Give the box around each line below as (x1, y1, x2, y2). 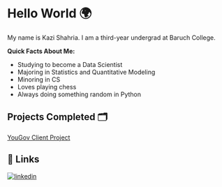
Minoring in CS (17, 75, 61, 84)
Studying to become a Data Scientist (17, 60, 123, 68)
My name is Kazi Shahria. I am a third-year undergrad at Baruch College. (7, 33, 216, 42)
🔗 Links (7, 154, 40, 165)
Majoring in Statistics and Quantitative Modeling (17, 68, 156, 76)
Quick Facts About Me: (7, 47, 75, 55)
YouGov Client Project (7, 133, 71, 142)
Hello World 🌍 (7, 6, 92, 22)
